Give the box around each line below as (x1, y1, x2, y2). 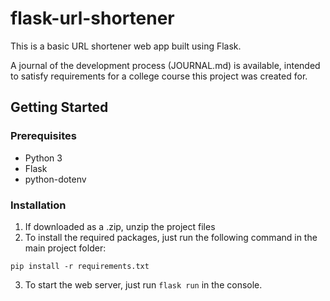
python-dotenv (24, 173, 87, 185)
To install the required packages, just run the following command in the (24, 231, 318, 243)
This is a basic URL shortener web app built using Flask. (10, 40, 242, 52)
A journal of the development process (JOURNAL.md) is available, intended (10, 59, 321, 71)
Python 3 (24, 152, 63, 164)
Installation (10, 198, 67, 212)
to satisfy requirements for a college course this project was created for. (10, 70, 308, 82)
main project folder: (24, 242, 107, 254)
